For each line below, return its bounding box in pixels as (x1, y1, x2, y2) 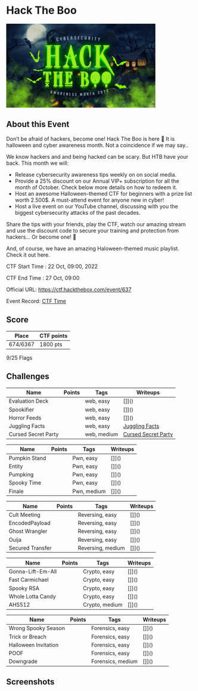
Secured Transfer (8, 544, 52, 551)
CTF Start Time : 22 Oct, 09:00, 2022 (6, 263, 98, 270)
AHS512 (8, 601, 30, 609)
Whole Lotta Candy (8, 593, 56, 600)
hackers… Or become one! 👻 (6, 233, 76, 240)
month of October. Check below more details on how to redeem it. (14, 183, 178, 191)
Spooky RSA (8, 584, 40, 591)
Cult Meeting (8, 511, 41, 518)
